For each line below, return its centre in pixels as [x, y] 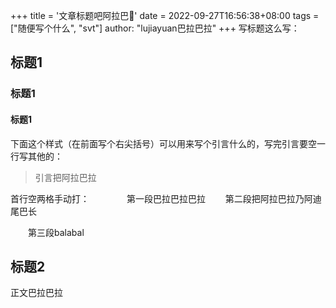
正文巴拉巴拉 [36, 293]
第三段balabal [56, 232]
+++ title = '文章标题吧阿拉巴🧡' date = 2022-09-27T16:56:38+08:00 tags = [165, 15]
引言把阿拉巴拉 [65, 177]
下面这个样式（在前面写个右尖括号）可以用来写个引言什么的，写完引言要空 [163, 143]
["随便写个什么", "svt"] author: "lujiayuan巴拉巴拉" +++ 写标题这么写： [155, 28]
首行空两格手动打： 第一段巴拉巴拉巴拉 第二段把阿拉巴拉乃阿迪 [166, 198]
